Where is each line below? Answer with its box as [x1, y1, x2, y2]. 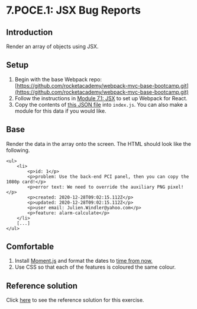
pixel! [167, 184, 184, 190]
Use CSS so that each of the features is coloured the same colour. [14, 263, 176, 270]
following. [6, 146, 30, 154]
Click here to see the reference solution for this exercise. [6, 297, 144, 304]
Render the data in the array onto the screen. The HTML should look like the [6, 140, 191, 147]
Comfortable [6, 241, 54, 252]
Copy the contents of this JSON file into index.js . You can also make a [14, 101, 188, 108]
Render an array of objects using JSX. [6, 43, 99, 50]
